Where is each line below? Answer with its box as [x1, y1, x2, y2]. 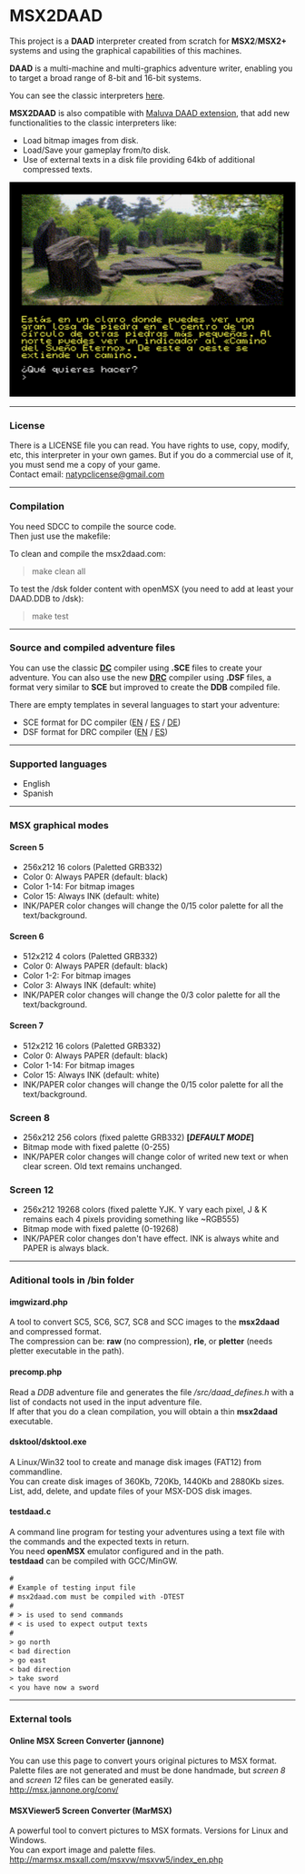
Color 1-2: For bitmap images [22, 970, 132, 981]
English [22, 778, 51, 789]
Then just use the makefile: [9, 530, 111, 541]
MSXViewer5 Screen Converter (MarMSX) [9, 1805, 172, 1816]
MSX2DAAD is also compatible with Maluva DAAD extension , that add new [9, 107, 290, 118]
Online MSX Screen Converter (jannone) [9, 1735, 165, 1746]
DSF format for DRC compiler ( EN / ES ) [22, 726, 168, 737]
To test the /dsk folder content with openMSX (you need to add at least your [9, 583, 294, 594]
